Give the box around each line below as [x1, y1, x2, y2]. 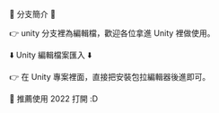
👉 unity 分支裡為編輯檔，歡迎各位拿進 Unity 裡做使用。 [9, 28, 215, 39]
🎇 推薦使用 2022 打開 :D [9, 93, 99, 104]
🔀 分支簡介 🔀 [9, 9, 57, 19]
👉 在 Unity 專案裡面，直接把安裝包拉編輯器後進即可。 [9, 72, 211, 82]
